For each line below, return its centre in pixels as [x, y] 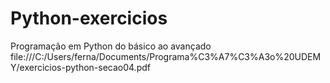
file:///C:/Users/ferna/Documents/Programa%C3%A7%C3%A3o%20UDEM [166, 56]
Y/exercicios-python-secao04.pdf [80, 67]
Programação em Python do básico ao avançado [111, 46]
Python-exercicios [89, 18]
